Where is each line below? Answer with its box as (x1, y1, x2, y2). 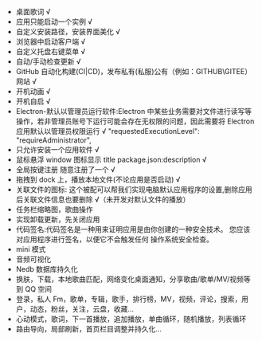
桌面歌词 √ (15, 7, 51, 16)
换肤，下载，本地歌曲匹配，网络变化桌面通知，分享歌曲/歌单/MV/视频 (15, 274, 244, 284)
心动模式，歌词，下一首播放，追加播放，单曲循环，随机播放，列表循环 (15, 314, 247, 323)
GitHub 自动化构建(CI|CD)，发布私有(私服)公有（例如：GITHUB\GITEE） (15, 67, 252, 76)
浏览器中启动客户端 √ (15, 37, 86, 46)
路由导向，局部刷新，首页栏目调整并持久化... (15, 324, 162, 333)
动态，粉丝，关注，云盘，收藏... (29, 304, 134, 313)
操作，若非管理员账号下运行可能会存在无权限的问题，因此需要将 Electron (15, 116, 255, 126)
